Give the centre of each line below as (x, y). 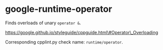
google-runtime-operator (59, 9)
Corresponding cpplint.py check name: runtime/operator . (64, 42)
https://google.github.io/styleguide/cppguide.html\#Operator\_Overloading (82, 32)
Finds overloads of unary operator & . (43, 23)
